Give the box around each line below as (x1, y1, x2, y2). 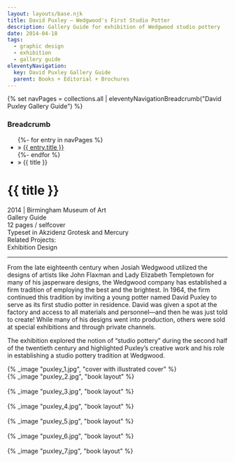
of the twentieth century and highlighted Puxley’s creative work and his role (7, 344, 225, 352)
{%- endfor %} (17, 150, 61, 158)
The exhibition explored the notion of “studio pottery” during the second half (7, 336, 228, 344)
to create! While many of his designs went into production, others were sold (7, 315, 226, 323)
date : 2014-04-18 (7, 29, 58, 37)
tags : (7, 36, 23, 43)
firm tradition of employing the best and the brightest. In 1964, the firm (7, 285, 211, 294)
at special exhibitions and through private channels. (7, 322, 156, 331)
